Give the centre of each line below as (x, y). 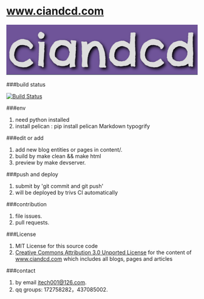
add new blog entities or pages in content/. (69, 150)
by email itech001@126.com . (51, 283)
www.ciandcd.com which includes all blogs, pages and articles (94, 259)
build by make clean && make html (58, 156)
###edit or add (25, 138)
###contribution (27, 204)
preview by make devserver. (50, 163)
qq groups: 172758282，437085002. (61, 290)
